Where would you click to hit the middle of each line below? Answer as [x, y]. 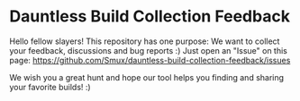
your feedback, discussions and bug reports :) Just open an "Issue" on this [149, 50]
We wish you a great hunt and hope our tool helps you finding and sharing [147, 77]
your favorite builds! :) [50, 87]
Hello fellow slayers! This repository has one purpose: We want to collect [145, 41]
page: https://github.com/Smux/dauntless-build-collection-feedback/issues [150, 60]
